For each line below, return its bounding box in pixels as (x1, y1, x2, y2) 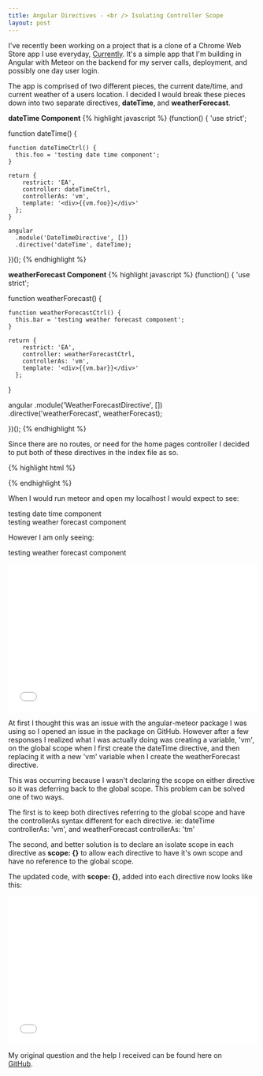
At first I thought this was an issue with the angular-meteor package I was (8, 718, 247, 728)
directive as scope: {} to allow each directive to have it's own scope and (8, 848, 243, 857)
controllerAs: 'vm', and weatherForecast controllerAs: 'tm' (8, 824, 195, 833)
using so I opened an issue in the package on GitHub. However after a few (8, 726, 250, 736)
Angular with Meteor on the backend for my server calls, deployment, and (8, 57, 248, 67)
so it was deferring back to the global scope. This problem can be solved (8, 784, 246, 793)
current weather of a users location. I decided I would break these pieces (8, 89, 246, 99)
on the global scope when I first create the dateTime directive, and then (8, 743, 240, 753)
